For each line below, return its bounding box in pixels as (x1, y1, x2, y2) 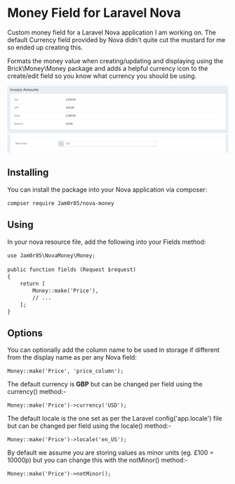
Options (7, 327, 43, 339)
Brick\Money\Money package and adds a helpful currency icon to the (7, 64, 208, 72)
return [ (20, 280, 46, 287)
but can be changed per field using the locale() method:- (7, 421, 172, 430)
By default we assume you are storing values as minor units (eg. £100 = (7, 448, 214, 457)
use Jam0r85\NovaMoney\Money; (7, 251, 96, 259)
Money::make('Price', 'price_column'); (7, 367, 124, 375)
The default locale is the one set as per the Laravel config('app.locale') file (7, 414, 222, 423)
